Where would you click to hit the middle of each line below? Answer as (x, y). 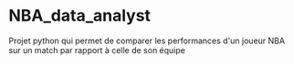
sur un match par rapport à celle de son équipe (97, 50)
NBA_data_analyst (80, 16)
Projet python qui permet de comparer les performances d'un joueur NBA (147, 41)
